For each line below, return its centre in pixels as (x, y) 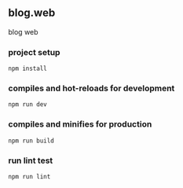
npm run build (31, 141)
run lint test (31, 160)
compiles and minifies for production (80, 124)
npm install (27, 69)
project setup (34, 52)
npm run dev (27, 105)
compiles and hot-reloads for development (91, 88)
